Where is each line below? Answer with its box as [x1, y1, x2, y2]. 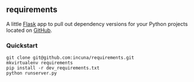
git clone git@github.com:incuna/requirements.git [6, 55, 134, 61]
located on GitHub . [6, 27, 52, 34]
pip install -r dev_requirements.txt [6, 65, 100, 71]
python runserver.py [6, 70, 58, 76]
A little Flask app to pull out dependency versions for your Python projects [6, 20, 188, 27]
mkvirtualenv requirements [6, 60, 73, 66]
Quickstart [6, 41, 38, 50]
